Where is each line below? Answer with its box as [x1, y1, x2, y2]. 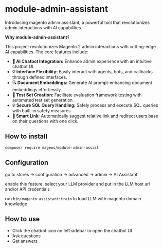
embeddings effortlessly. [12, 86, 62, 92]
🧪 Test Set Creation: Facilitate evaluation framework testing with [12, 92, 142, 98]
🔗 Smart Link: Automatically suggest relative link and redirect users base [12, 113, 159, 119]
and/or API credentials [5, 186, 50, 192]
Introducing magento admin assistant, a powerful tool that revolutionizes [5, 20, 150, 25]
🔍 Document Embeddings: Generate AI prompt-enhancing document [12, 80, 152, 85]
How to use [5, 215, 40, 223]
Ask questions [12, 233, 41, 239]
